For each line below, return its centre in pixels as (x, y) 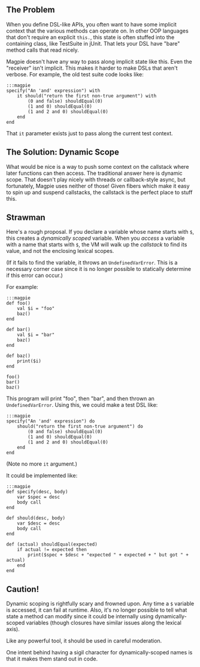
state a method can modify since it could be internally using (80, 617)
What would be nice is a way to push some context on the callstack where (98, 166)
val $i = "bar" (36, 335)
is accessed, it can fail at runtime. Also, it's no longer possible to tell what (97, 610)
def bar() (19, 330)
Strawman (26, 218)
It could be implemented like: (42, 476)
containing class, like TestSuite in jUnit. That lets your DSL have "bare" (93, 43)
